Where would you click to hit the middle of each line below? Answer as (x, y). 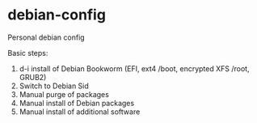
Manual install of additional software (80, 112)
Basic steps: (28, 53)
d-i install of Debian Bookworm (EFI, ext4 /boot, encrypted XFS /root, (134, 68)
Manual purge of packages (64, 94)
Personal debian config (46, 37)
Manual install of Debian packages (77, 103)
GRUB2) (33, 77)
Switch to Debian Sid (54, 86)
